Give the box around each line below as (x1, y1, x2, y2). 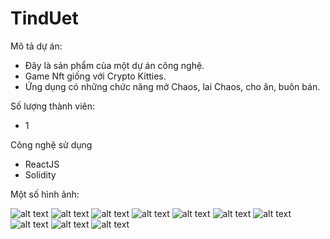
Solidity (24, 168, 57, 181)
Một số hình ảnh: (10, 188, 80, 200)
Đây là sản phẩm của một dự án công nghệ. (24, 59, 205, 71)
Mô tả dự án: (10, 40, 63, 52)
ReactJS (24, 158, 60, 170)
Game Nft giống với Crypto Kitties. (24, 70, 167, 82)
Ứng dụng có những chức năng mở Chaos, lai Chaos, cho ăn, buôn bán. (24, 80, 321, 92)
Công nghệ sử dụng (10, 138, 93, 151)
